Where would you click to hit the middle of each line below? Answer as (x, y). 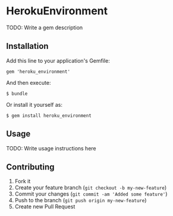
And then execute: (29, 82)
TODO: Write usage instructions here (51, 148)
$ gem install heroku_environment (49, 115)
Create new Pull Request (45, 206)
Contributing (30, 167)
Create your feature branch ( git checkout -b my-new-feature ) (91, 188)
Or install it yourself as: (34, 104)
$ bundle (17, 94)
